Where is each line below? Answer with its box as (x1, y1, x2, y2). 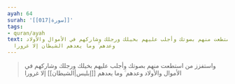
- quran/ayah (7, 29, 45, 37)
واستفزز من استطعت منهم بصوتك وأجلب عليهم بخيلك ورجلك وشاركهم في (24, 62, 216, 69)
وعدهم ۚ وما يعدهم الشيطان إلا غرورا (13, 42, 115, 49)
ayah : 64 (7, 10, 33, 17)
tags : (7, 23, 23, 30)
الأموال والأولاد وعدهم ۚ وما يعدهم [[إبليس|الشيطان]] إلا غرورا (24, 69, 182, 77)
